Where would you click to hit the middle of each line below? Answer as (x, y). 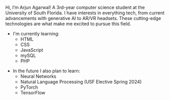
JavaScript (32, 50)
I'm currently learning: (36, 34)
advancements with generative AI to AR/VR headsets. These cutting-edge (83, 18)
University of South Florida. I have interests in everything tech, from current (85, 13)
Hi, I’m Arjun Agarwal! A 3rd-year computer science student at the (75, 7)
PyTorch (29, 87)
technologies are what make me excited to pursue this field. (68, 24)
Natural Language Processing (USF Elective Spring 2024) (81, 82)
